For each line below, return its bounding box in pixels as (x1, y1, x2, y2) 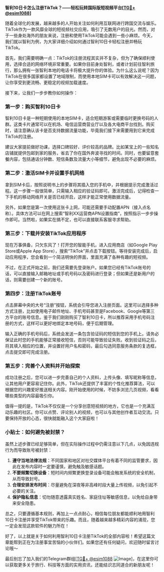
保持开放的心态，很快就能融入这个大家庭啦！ (9, 415, 99, 422)
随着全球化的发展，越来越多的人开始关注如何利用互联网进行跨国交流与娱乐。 (5, 21, 159, 26)
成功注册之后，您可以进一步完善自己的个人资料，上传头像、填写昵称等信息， (5, 375, 159, 381)
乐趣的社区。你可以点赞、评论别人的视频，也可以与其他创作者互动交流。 (9, 409, 155, 415)
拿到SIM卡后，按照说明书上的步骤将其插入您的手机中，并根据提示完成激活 (5, 182, 154, 188)
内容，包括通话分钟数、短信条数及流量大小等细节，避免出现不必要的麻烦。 (9, 156, 159, 162)
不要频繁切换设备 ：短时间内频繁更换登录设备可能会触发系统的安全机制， (12, 469, 158, 475)
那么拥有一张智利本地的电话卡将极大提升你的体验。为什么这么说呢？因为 (13, 67, 159, 73)
